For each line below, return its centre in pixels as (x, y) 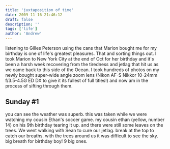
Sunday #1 (22, 102)
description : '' (22, 24)
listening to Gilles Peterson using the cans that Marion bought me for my (81, 48)
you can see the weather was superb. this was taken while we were (76, 114)
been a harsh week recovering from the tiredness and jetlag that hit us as (82, 64)
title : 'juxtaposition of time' (39, 10)
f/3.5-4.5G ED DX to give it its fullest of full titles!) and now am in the (77, 80)
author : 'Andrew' (24, 34)
